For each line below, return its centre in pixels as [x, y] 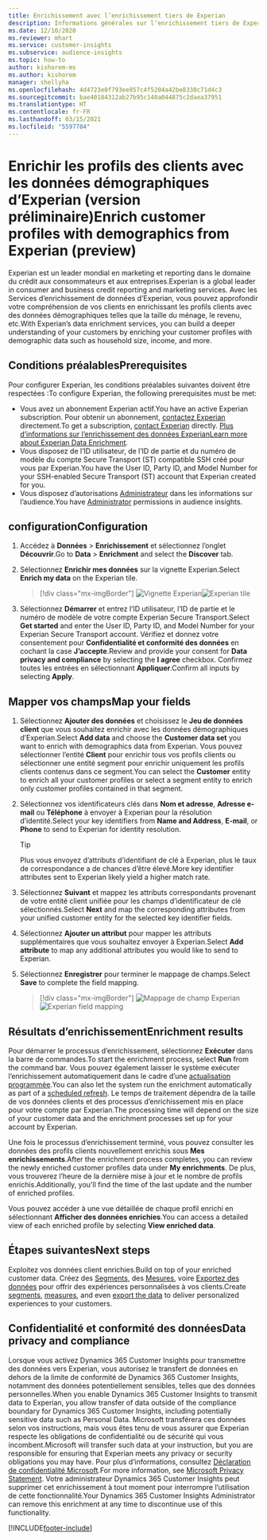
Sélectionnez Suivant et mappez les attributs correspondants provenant [138, 893]
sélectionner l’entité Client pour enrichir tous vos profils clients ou [128, 755]
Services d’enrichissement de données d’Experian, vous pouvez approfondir [133, 298]
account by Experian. [43, 1127]
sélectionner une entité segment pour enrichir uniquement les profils [132, 763]
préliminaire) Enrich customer [107, 217]
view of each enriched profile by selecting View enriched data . [112, 1225]
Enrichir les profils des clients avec [126, 166]
